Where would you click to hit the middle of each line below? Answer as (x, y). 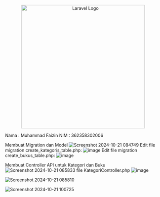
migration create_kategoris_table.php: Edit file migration (71, 150)
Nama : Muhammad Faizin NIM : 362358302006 (54, 135)
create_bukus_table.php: (30, 155)
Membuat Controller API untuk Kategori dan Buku (55, 165)
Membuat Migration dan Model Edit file (80, 145)
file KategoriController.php (103, 170)
